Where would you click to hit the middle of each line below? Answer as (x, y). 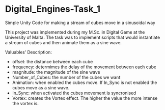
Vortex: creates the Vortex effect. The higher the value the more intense (85, 98)
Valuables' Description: (28, 52)
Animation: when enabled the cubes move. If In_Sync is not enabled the (84, 82)
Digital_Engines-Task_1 (53, 9)
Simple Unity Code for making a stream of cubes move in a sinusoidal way (80, 23)
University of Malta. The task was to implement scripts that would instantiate (82, 37)
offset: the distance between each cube (53, 61)
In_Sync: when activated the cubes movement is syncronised (74, 93)
